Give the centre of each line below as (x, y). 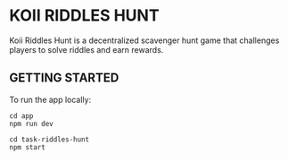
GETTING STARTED (64, 78)
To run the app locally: (50, 99)
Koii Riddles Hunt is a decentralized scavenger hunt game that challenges (144, 40)
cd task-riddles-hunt (49, 140)
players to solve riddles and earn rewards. (86, 49)
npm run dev (31, 123)
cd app (21, 116)
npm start (28, 147)
